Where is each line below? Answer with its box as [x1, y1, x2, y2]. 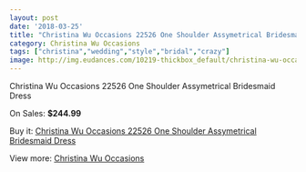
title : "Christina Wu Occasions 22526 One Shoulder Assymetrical [9, 30, 262, 39]
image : [9, 56, 35, 65]
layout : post [9, 13, 59, 23]
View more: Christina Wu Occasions [9, 153, 145, 164]
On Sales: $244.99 [9, 108, 82, 118]
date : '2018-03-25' [9, 22, 84, 31]
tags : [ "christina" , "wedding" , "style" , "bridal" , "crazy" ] [9, 47, 230, 56]
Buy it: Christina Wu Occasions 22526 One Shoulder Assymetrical [9, 126, 257, 137]
